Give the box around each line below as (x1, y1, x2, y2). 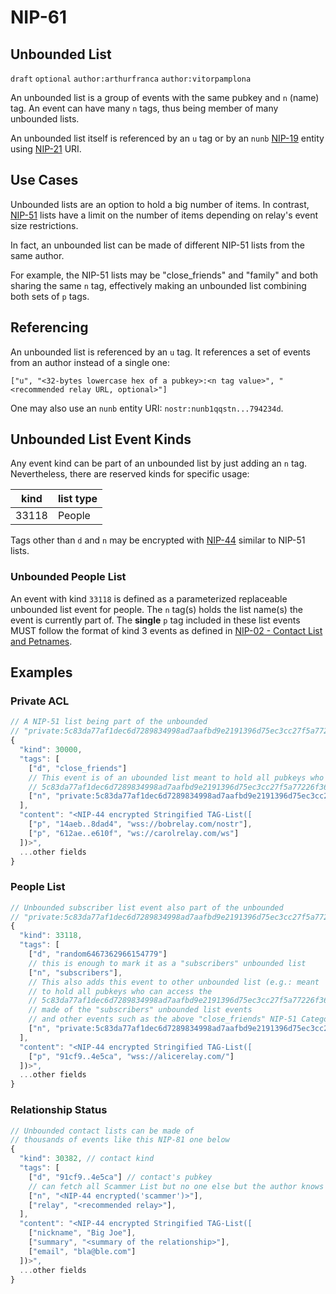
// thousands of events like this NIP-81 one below (10, 1135, 230, 1145)
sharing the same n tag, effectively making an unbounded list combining (10, 279, 307, 291)
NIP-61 (10, 6, 68, 29)
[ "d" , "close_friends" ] (28, 763, 128, 773)
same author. (10, 249, 65, 261)
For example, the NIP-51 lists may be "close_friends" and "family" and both (10, 269, 319, 281)
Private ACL (10, 694, 70, 708)
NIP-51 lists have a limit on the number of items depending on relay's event (10, 209, 318, 221)
